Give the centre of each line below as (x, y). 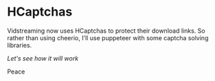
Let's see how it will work (43, 58)
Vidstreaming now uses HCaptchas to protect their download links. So (106, 31)
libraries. (20, 45)
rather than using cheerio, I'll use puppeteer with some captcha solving (108, 37)
